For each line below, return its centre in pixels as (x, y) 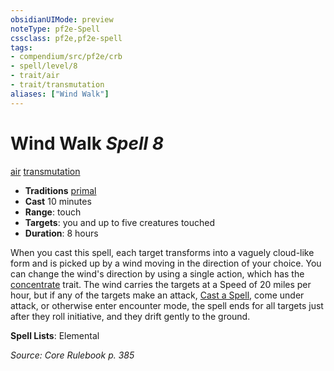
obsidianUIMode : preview (62, 19)
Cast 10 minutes (58, 201)
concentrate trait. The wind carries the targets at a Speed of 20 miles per (161, 284)
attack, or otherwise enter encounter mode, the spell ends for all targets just (167, 305)
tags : (21, 47)
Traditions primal (60, 190)
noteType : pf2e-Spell (55, 29)
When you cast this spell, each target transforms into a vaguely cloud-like (162, 252)
